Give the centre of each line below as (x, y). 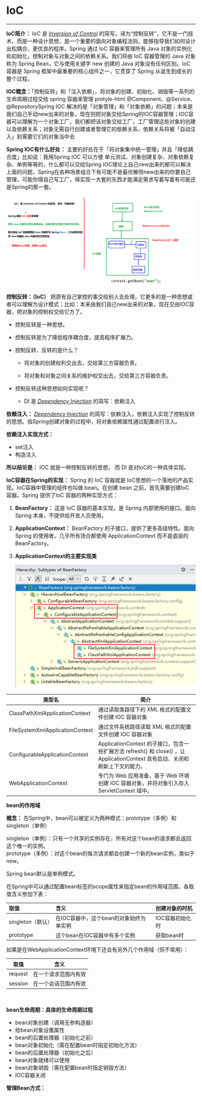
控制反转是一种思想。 (41, 324)
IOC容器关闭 (30, 1075)
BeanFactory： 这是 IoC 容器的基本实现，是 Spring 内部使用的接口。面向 (105, 508)
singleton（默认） (31, 922)
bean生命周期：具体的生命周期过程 (50, 1009)
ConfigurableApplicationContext (49, 755)
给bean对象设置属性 (40, 1030)
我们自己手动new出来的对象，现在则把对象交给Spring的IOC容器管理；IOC (97, 114)
